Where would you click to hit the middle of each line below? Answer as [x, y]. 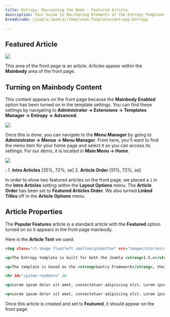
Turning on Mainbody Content [54, 87]
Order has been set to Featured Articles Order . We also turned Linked [79, 191]
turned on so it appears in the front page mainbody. [59, 229]
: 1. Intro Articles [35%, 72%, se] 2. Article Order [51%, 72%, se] [73, 170]
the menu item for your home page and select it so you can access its [78, 145]
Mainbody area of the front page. [40, 71]
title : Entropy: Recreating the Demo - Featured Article [67, 10]
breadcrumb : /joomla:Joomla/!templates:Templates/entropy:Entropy [77, 19]
